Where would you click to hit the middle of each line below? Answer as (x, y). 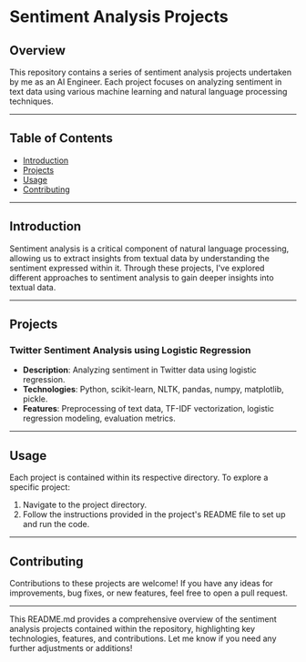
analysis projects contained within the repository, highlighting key (133, 628)
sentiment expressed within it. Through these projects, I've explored (137, 268)
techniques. (31, 101)
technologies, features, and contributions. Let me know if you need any (143, 638)
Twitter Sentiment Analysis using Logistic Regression (130, 350)
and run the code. (56, 525)
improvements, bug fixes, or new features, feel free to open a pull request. (149, 593)
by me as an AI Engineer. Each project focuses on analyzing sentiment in (146, 82)
